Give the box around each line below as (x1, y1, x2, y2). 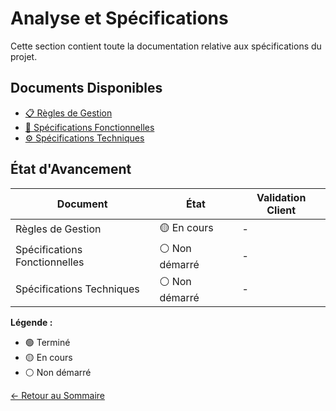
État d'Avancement (10, 161, 132, 178)
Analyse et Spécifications (10, 7, 229, 30)
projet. (10, 50, 38, 62)
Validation (256, 190, 307, 204)
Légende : (10, 316, 53, 328)
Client (266, 203, 297, 217)
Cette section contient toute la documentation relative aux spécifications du (10, 40, 322, 52)
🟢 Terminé (24, 336, 71, 348)
